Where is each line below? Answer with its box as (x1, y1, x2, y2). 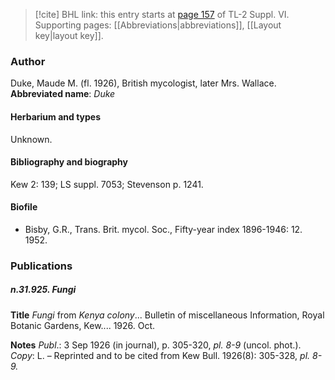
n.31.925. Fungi (10, 284, 77, 296)
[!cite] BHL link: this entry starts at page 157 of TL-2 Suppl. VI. (34, 9, 290, 20)
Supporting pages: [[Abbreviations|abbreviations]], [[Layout (34, 19, 282, 31)
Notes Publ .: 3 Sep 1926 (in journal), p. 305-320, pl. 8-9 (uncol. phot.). (10, 339, 302, 351)
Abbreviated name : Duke (10, 88, 116, 100)
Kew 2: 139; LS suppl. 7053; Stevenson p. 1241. (10, 178, 204, 190)
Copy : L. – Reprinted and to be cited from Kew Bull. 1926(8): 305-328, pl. (10, 349, 311, 361)
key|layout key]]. (34, 30, 104, 41)
